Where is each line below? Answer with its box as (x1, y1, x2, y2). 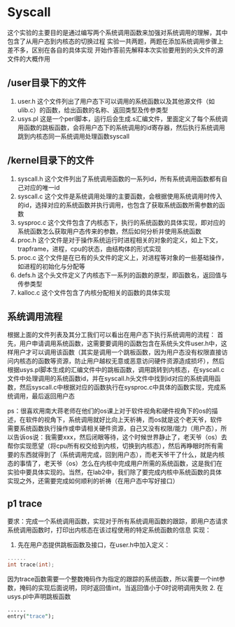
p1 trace (7, 497, 43, 509)
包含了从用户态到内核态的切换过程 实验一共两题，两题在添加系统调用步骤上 (7, 36, 224, 46)
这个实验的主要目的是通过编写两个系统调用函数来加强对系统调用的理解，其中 (7, 28, 228, 36)
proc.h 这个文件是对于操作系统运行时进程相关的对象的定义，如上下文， (17, 235, 222, 244)
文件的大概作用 (7, 54, 50, 63)
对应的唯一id (23, 183, 60, 191)
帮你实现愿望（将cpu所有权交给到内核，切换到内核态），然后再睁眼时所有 (7, 442, 218, 450)
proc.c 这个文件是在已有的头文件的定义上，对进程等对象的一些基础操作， (17, 253, 228, 261)
